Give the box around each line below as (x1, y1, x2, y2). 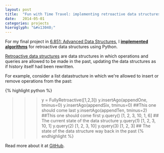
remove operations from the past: (5, 78, 72, 84)
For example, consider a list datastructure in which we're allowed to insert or (5, 73, 159, 79)
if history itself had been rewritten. (5, 64, 75, 70)
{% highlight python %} (5, 88, 52, 94)
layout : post (5, 7, 32, 12)
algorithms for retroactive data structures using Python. (5, 44, 118, 50)
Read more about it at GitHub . (5, 143, 65, 149)
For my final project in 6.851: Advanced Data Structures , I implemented (5, 38, 148, 44)
